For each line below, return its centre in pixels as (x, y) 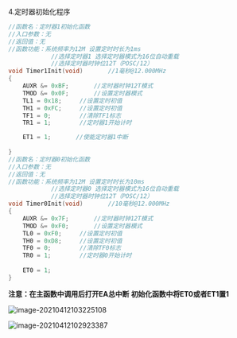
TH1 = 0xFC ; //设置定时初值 (72, 108)
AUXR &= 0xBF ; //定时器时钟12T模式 (88, 86)
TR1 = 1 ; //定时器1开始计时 (77, 123)
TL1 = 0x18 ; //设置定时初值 (72, 101)
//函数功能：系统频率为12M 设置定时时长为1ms (75, 49)
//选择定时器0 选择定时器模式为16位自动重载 (115, 189)
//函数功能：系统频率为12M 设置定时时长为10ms (76, 181)
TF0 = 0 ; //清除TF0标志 (72, 248)
